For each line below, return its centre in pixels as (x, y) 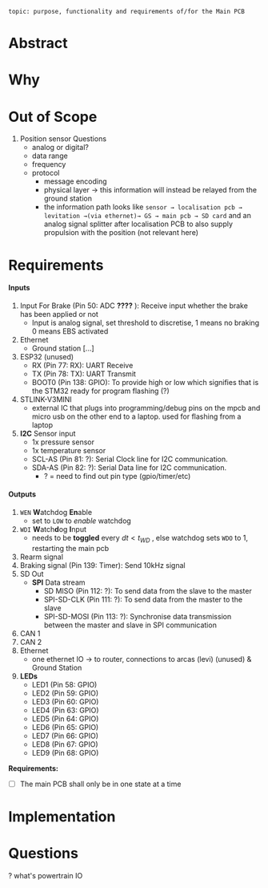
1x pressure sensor (63, 442)
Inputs (19, 288)
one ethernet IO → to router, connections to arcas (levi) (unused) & (142, 659)
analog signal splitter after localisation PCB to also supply (138, 224)
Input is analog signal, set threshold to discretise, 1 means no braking (146, 322)
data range (50, 156)
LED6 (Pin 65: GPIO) (65, 727)
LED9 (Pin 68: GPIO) (65, 752)
